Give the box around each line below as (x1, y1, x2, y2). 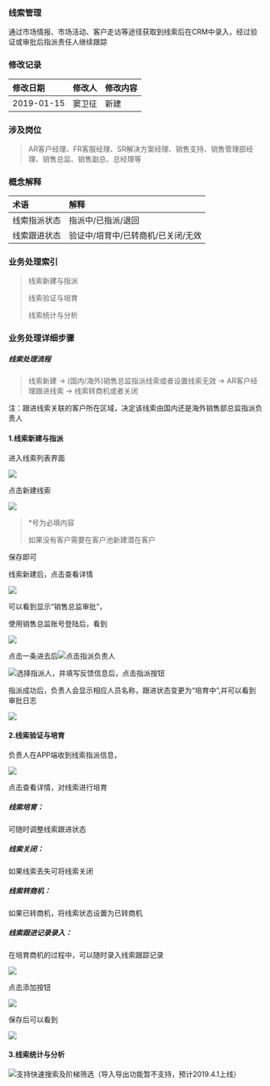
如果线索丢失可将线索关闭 (8, 866, 93, 876)
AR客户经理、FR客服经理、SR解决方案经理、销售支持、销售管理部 (27, 144, 247, 154)
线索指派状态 (12, 215, 62, 226)
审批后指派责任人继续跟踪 (22, 37, 107, 47)
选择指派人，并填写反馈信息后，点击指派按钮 (16, 668, 165, 678)
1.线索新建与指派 (8, 433, 64, 443)
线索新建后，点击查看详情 (8, 569, 93, 579)
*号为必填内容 (27, 517, 75, 527)
